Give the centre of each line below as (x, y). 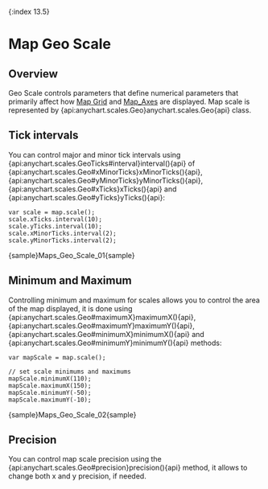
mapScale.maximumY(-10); (50, 400)
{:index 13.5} (29, 12)
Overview (33, 74)
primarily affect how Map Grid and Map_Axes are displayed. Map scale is (129, 101)
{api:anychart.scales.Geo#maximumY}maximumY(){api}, (102, 326)
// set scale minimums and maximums (70, 372)
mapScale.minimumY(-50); (50, 392)
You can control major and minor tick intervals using (95, 154)
